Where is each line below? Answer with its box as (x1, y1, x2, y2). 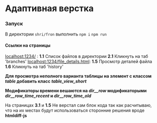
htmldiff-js (5, 112, 27, 118)
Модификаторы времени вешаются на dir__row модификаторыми (5, 88, 147, 93)
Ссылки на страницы (5, 42, 51, 49)
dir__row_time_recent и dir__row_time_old (5, 93, 91, 99)
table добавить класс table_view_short (5, 78, 87, 84)
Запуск (5, 20, 23, 27)
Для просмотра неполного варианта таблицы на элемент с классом (5, 73, 152, 79)
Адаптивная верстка (5, 3, 94, 14)
